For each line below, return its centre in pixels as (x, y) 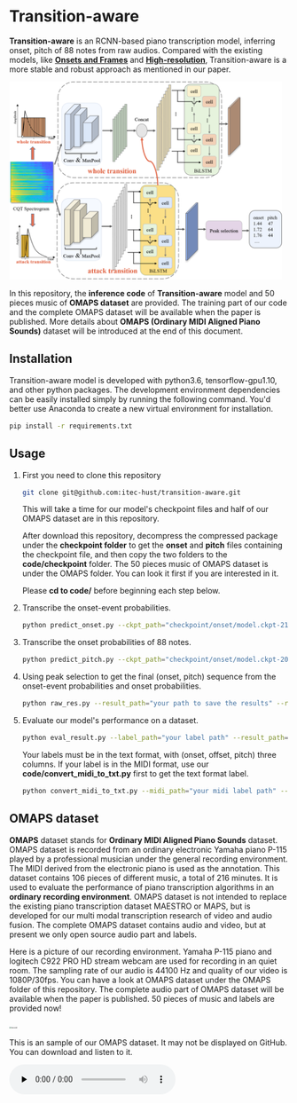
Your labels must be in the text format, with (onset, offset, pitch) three (149, 754)
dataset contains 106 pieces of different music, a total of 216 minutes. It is (144, 878)
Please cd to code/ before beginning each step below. (121, 591)
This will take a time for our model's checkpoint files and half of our (145, 509)
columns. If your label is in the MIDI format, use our (115, 764)
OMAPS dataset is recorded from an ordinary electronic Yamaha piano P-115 (148, 849)
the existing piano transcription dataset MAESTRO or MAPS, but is (130, 906)
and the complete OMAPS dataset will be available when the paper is (135, 312)
